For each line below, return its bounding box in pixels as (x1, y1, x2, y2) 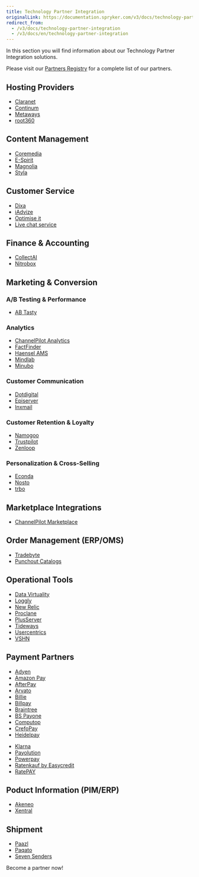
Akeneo (14, 801, 34, 808)
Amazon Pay (14, 674, 46, 681)
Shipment (6, 824, 43, 834)
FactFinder (14, 343, 41, 351)
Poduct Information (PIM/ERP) (6, 785, 120, 795)
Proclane (14, 609, 37, 617)
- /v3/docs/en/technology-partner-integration (11, 31, 129, 37)
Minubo (14, 362, 34, 369)
